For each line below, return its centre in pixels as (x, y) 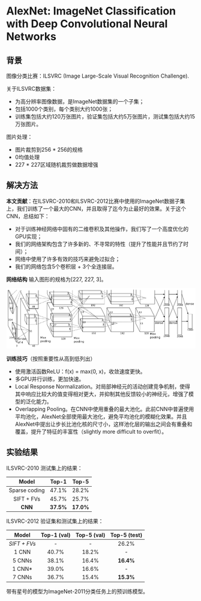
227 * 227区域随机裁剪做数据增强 (56, 165)
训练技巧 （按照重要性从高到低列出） (51, 359)
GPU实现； (28, 236)
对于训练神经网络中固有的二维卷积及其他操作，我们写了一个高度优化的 (102, 229)
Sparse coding (27, 490)
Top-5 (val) (90, 535)
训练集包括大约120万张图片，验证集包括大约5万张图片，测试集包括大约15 (105, 116)
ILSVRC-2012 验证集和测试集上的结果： (55, 521)
